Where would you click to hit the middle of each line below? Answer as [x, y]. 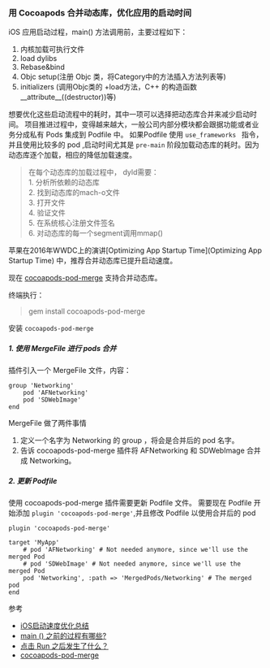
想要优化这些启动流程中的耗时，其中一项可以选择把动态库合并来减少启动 [129, 115]
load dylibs [39, 59]
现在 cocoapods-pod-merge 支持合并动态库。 [85, 278]
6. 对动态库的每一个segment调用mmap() [96, 233]
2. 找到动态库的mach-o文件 [74, 193]
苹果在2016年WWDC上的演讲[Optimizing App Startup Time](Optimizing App [135, 250]
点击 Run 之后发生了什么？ [64, 646]
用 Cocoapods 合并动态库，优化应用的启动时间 [100, 12]
